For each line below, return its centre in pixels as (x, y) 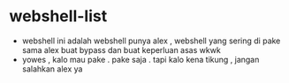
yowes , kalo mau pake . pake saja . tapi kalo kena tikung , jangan (141, 59)
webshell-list (58, 16)
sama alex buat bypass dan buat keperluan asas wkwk (121, 49)
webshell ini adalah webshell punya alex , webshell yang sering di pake (151, 41)
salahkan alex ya (52, 69)
